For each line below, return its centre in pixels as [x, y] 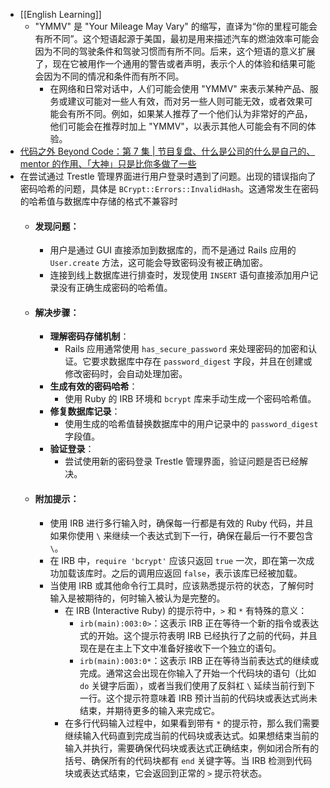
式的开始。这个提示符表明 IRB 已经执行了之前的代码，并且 [198, 635]
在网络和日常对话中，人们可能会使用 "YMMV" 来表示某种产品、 [179, 88]
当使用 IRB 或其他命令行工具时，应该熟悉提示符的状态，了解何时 [182, 585]
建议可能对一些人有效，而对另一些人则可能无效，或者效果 [186, 101]
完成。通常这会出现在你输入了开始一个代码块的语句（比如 [198, 673]
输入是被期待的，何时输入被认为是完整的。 [137, 598]
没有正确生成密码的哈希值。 [115, 288]
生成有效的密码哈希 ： [93, 386]
